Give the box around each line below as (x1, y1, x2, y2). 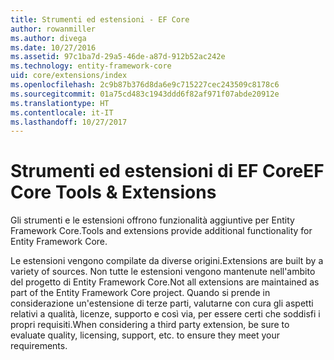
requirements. (10, 340, 68, 352)
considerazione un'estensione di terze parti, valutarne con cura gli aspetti (10, 297, 314, 310)
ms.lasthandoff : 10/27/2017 (10, 117, 128, 127)
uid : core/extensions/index (10, 71, 128, 81)
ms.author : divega (10, 33, 87, 43)
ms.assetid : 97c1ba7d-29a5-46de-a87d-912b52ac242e (10, 52, 226, 62)
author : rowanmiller (10, 24, 97, 34)
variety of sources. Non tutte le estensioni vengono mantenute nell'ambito (10, 266, 316, 278)
